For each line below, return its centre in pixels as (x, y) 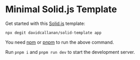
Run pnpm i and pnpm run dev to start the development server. (70, 52)
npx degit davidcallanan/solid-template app (53, 33)
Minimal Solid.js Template (61, 9)
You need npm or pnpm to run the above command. (60, 42)
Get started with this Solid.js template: (45, 23)
